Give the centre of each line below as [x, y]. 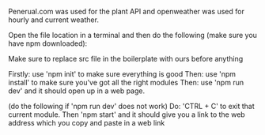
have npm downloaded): [48, 43]
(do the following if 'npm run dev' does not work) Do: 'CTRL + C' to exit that [131, 106]
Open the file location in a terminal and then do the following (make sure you [132, 35]
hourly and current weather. [53, 20]
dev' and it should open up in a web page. [77, 91]
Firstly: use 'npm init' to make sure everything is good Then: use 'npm [122, 74]
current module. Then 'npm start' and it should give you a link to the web [127, 114]
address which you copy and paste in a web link [87, 123]
